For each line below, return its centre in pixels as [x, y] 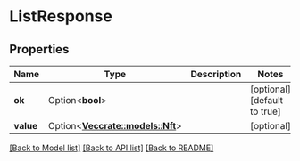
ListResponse [61, 16]
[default [267, 100]
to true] [265, 111]
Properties [39, 49]
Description [216, 74]
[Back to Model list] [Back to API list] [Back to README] [112, 148]
